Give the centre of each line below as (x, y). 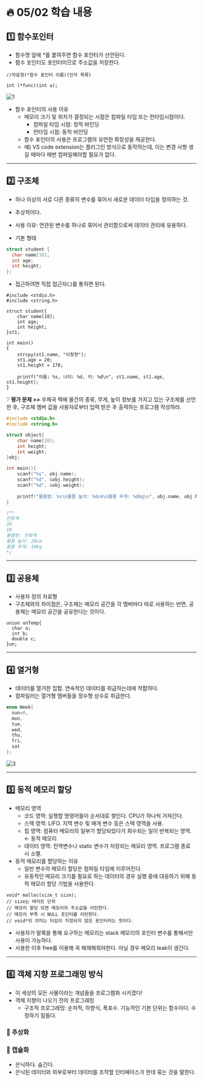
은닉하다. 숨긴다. (34, 1064)
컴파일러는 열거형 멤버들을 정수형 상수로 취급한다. (73, 696)
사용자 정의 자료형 (36, 597)
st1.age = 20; (35, 360)
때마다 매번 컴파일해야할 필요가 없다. (73, 154)
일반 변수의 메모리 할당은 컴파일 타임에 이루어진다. (83, 868)
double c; (24, 639)
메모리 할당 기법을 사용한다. (63, 884)
